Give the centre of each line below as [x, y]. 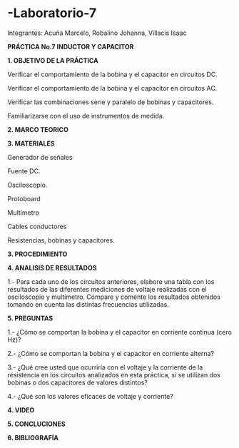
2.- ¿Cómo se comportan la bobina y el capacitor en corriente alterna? [111, 353]
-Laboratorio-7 [52, 13]
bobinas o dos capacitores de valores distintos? [77, 382]
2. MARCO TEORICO [38, 129]
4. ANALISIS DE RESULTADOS [52, 268]
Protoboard [24, 198]
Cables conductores [37, 226]
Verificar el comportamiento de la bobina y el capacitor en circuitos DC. [112, 74]
